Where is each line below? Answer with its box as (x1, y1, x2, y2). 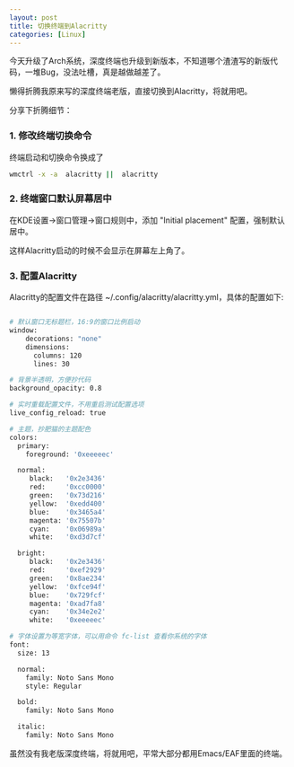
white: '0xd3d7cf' (29, 533, 106, 542)
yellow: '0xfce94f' (29, 582, 106, 591)
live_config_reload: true (9, 409, 106, 418)
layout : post (9, 13, 58, 22)
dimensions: (25, 342, 70, 351)
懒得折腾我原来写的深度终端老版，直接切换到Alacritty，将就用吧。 (9, 86, 253, 97)
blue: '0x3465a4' (29, 507, 106, 516)
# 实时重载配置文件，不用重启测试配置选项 (9, 401, 145, 410)
